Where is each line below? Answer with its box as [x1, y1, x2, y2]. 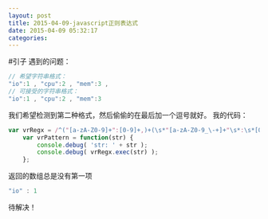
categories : [8, 33, 48, 42]
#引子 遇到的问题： [8, 57, 71, 66]
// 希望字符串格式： [8, 72, 67, 80]
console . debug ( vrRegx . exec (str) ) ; [37, 148, 159, 156]
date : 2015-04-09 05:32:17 [8, 26, 98, 34]
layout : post [8, 11, 52, 20]
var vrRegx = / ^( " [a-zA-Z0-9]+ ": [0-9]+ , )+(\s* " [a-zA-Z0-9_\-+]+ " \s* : [8, 126, 245, 134]
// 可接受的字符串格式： [8, 88, 79, 96]
